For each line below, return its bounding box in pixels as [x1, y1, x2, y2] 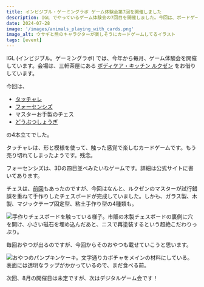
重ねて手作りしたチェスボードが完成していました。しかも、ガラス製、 [16, 192, 192, 200]
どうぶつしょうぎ [15, 118, 58, 125]
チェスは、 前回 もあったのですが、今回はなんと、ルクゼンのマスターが [6, 185, 182, 192]
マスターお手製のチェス [15, 110, 74, 118]
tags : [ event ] [6, 37, 42, 43]
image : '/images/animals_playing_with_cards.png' [6, 25, 135, 32]
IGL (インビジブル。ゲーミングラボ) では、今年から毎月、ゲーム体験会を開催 [6, 55, 197, 61]
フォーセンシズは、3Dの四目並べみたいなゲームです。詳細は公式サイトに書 [6, 164, 194, 172]
